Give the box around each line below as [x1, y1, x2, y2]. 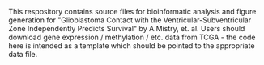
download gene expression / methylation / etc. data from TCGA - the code [8, 32, 257, 42]
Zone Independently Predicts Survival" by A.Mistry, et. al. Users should [8, 24, 245, 33]
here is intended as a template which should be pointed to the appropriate [8, 41, 255, 51]
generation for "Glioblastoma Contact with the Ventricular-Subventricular [8, 15, 252, 25]
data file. [8, 50, 38, 59]
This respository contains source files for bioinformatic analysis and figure [8, 7, 257, 16]
